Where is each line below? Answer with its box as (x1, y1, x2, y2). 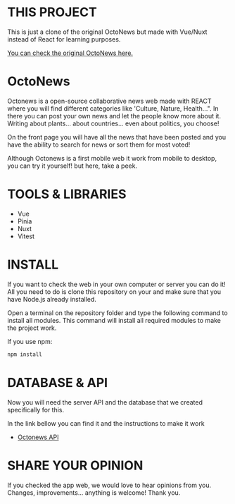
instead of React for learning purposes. (7, 35, 121, 43)
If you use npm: (7, 337, 53, 345)
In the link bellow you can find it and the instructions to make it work (7, 419, 205, 427)
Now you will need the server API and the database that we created (7, 398, 203, 406)
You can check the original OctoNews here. (7, 49, 134, 57)
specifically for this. (7, 405, 65, 414)
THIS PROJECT (7, 4, 97, 20)
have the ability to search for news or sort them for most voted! (7, 140, 191, 149)
